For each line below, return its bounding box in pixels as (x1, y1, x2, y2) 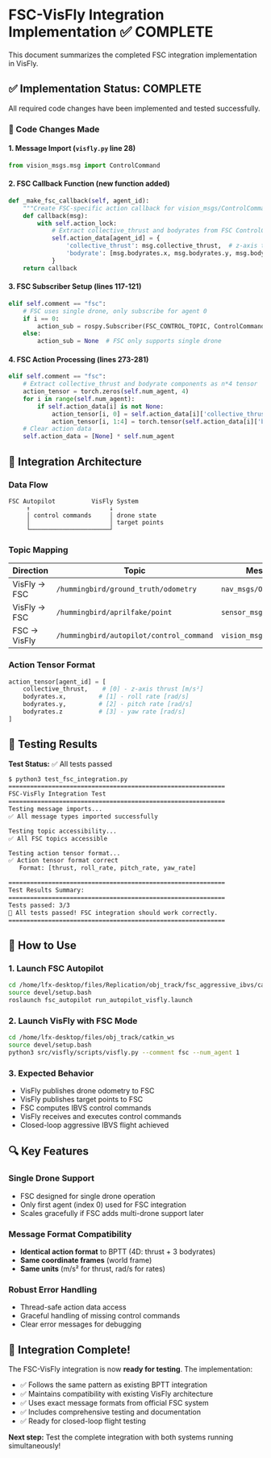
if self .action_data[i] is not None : (37, 402, 164, 411)
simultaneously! (8, 1441, 61, 1451)
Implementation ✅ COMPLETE (8, 23, 214, 41)
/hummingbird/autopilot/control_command (56, 631, 214, 641)
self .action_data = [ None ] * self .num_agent (23, 432, 175, 441)
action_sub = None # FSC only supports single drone (37, 337, 222, 345)
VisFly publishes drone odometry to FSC (19, 1085, 155, 1095)
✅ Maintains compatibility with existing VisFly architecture (19, 1389, 214, 1399)
